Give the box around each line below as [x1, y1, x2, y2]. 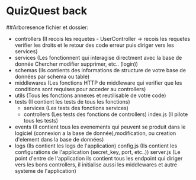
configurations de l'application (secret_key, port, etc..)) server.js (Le [14, 148, 181, 155]
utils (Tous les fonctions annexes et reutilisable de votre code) [14, 92, 166, 99]
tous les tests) [23, 117, 58, 124]
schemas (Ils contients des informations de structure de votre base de [14, 66, 187, 73]
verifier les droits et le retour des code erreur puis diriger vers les [14, 41, 175, 49]
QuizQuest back [6, 4, 88, 18]
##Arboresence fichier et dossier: [6, 24, 89, 31]
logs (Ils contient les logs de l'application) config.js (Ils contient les [14, 142, 178, 149]
